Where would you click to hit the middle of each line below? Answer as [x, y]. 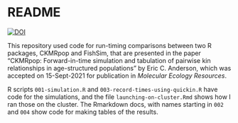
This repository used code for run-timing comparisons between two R [109, 45]
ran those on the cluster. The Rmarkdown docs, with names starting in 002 [115, 104]
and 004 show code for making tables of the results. [83, 112]
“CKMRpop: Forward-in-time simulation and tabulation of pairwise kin [109, 60]
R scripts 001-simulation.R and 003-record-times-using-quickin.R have [113, 89]
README [34, 12]
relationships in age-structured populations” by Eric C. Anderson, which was [119, 68]
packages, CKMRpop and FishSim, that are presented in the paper [104, 53]
